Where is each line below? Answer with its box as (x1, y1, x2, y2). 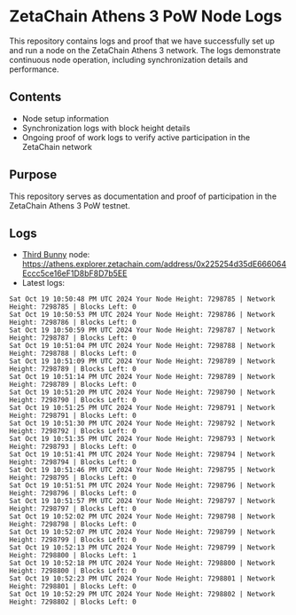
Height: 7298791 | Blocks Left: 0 (9, 411, 137, 421)
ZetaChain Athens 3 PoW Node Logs (9, 6, 283, 27)
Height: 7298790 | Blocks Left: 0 (9, 396, 137, 405)
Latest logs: (21, 278, 65, 288)
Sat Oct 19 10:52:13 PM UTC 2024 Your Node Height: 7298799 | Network (9, 543, 276, 552)
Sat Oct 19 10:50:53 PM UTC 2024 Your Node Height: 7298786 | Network (9, 311, 276, 319)
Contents (9, 90, 62, 105)
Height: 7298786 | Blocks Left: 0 (9, 318, 137, 327)
